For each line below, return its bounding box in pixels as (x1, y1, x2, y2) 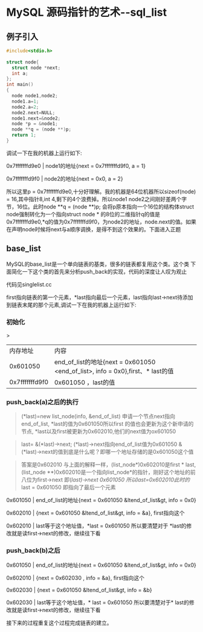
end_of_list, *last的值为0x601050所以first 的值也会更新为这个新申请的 (21, 421, 194, 428)
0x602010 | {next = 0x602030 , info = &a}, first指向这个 (6, 574, 145, 581)
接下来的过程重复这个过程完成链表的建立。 (6, 619, 112, 626)
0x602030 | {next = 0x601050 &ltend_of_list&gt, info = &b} (6, 586, 152, 593)
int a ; (11, 70, 28, 76)
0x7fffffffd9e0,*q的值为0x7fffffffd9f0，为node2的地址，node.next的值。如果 (6, 218, 196, 225)
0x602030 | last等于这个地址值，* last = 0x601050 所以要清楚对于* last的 (6, 599, 189, 606)
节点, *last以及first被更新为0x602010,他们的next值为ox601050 (21, 428, 176, 435)
